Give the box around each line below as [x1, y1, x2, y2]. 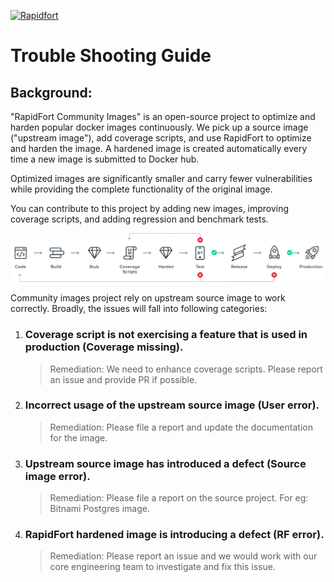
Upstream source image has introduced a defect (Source [24, 456, 307, 470]
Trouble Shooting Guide [10, 45, 212, 67]
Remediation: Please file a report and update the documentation [49, 421, 313, 433]
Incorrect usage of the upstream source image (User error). [24, 398, 320, 412]
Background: [10, 84, 93, 101]
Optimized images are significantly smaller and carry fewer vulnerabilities [10, 173, 313, 184]
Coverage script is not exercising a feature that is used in [24, 328, 308, 342]
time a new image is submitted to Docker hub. [10, 153, 200, 165]
